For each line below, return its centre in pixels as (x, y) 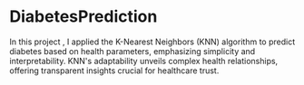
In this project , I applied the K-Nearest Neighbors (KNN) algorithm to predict (152, 42)
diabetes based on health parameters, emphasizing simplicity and (132, 51)
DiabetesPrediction (83, 17)
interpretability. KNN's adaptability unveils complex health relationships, (144, 61)
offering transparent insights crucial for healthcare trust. (114, 71)
